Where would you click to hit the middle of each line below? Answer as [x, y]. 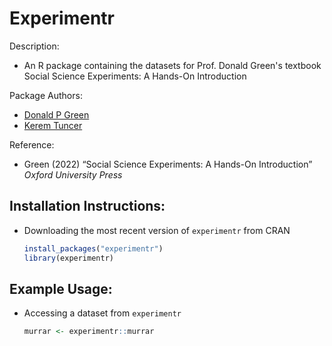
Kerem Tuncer [53, 125]
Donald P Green [56, 114]
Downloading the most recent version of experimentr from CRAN [157, 230]
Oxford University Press [73, 174]
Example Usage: [61, 288]
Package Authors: [46, 95]
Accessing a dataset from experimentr [102, 313]
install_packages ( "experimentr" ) [93, 248]
